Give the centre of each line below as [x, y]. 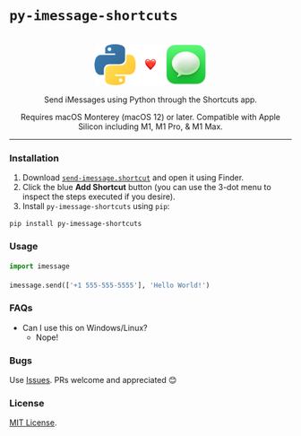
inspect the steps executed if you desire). [99, 196]
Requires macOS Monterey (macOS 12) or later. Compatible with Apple [150, 118]
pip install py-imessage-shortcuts [76, 224]
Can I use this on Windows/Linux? [85, 327]
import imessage [39, 266]
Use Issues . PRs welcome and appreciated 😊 [93, 379]
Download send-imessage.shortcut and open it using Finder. [133, 178]
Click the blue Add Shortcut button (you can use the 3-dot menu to [146, 187]
